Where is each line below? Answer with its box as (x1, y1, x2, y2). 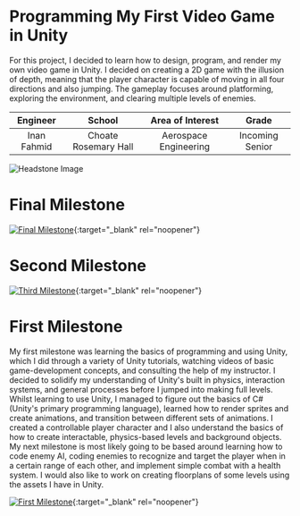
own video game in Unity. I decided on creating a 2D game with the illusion (9, 64, 285, 75)
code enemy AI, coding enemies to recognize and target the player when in (9, 450, 286, 461)
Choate (87, 129, 119, 141)
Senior (245, 140, 273, 153)
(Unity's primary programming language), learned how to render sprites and (9, 402, 288, 413)
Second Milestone (9, 256, 147, 276)
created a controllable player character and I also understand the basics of (9, 422, 284, 433)
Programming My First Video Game (9, 6, 275, 27)
